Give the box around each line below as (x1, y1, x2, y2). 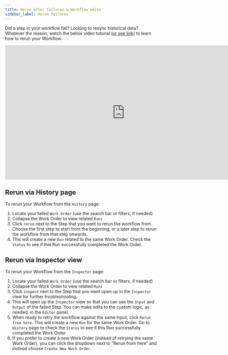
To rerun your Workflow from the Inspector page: (5, 269, 104, 275)
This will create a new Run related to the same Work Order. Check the (12, 237, 151, 242)
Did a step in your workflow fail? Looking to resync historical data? (5, 25, 139, 31)
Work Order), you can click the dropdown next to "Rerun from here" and (12, 340, 157, 346)
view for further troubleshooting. (12, 294, 78, 300)
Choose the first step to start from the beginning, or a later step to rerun (12, 226, 157, 232)
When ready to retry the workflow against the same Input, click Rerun (12, 315, 151, 320)
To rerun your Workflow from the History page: (5, 201, 100, 207)
